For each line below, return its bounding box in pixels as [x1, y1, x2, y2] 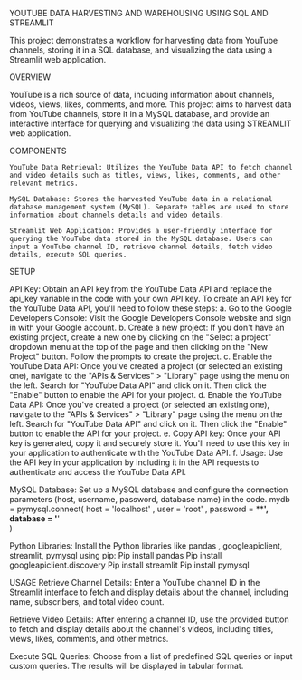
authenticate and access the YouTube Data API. [9, 467, 187, 477]
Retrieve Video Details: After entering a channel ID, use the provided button [9, 614, 289, 625]
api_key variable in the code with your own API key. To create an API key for [9, 294, 292, 304]
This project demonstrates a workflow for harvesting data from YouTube [9, 35, 278, 45]
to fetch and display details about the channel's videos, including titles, [9, 624, 274, 634]
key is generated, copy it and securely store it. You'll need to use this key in [9, 438, 290, 448]
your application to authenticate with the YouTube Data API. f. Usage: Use [9, 448, 283, 458]
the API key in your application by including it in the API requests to [9, 457, 260, 468]
